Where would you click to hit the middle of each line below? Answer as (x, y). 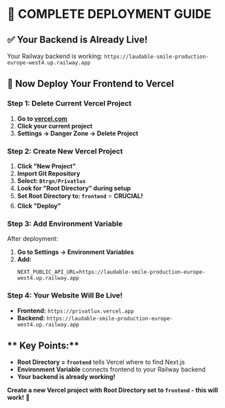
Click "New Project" (46, 166)
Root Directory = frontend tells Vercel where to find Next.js (101, 362)
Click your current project (55, 126)
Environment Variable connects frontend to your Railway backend (111, 369)
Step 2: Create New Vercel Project (65, 151)
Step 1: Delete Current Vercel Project (69, 104)
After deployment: (33, 239)
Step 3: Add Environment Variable (65, 224)
